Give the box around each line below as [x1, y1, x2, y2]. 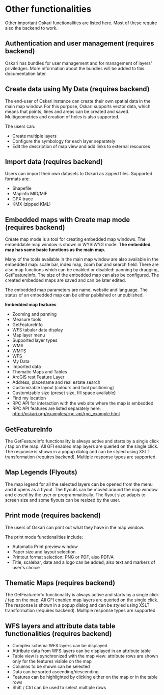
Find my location [12, 395, 46, 401]
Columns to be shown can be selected [12, 663, 90, 669]
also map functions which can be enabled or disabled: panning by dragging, [5, 267, 159, 273]
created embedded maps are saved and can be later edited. [5, 277, 126, 283]
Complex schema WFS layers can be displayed [12, 643, 108, 649]
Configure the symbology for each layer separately [12, 138, 115, 144]
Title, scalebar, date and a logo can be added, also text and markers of [12, 559, 156, 565]
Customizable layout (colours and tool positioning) [12, 385, 114, 391]
